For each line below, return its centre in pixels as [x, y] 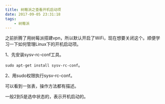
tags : [11, 19]
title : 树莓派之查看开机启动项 [33, 10]
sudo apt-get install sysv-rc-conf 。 [44, 65]
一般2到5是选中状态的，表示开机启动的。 [47, 97]
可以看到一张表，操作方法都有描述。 [42, 86]
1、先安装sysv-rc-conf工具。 [35, 55]
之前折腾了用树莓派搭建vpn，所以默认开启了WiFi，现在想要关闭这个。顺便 [81, 38]
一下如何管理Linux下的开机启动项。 [45, 44]
